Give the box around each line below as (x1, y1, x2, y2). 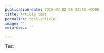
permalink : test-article (5, 16, 56, 21)
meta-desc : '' (5, 26, 34, 30)
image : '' (5, 21, 25, 26)
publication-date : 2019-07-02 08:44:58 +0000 (5, 7, 99, 12)
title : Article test (5, 12, 47, 17)
